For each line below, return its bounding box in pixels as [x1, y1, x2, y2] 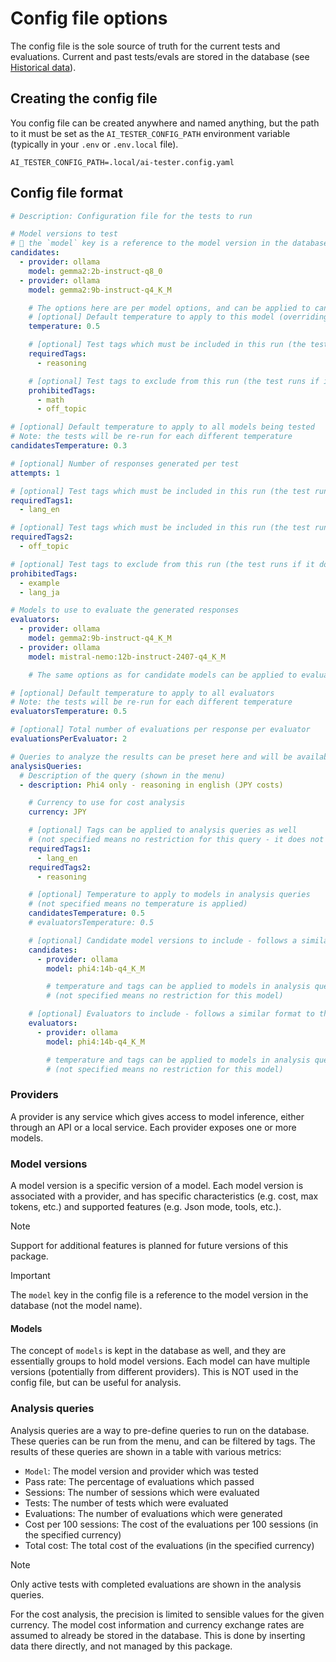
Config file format [10, 185, 123, 202]
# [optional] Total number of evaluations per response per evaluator [10, 725, 311, 735]
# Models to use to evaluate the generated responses [10, 605, 240, 616]
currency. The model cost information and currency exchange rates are [10, 1618, 305, 1631]
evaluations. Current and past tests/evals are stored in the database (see [10, 50, 310, 62]
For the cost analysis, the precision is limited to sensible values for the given [10, 1608, 325, 1620]
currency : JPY [28, 807, 87, 817]
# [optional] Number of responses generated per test [10, 458, 240, 469]
